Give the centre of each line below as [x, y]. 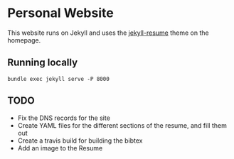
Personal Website [60, 13]
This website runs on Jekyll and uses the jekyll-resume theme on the [108, 33]
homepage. [24, 40]
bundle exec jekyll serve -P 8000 [59, 79]
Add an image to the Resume [60, 148]
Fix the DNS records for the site [64, 118]
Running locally [43, 63]
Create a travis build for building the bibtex [80, 141]
